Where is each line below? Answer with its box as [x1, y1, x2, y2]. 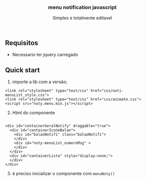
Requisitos [5, 39, 38, 47]
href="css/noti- [90, 88, 124, 93]
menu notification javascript [48, 4, 117, 11]
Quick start [5, 66, 40, 74]
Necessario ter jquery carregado [12, 52, 78, 58]
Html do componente [12, 110, 55, 115]
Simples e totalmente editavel [52, 15, 112, 21]
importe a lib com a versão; [12, 79, 68, 85]
